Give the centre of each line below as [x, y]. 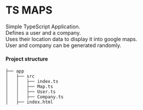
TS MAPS [29, 10]
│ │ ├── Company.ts [35, 97]
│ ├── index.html [29, 102]
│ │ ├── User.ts [31, 92]
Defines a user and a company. [43, 32]
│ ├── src [20, 76]
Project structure [27, 59]
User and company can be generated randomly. [64, 45]
